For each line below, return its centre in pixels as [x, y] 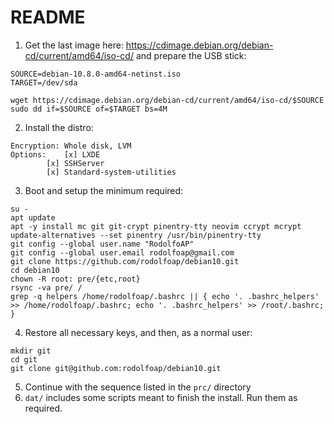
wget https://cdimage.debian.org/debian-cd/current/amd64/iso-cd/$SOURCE [167, 100]
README [48, 17]
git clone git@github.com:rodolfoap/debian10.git [116, 368]
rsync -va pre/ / [46, 287]
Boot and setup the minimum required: [104, 190]
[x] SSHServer [75, 163]
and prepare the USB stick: [191, 55]
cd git [24, 359]
